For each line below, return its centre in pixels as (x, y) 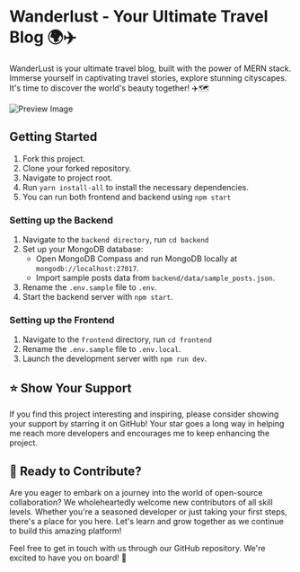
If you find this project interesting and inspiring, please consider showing (144, 414)
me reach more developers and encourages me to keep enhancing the (140, 434)
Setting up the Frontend (62, 320)
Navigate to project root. (67, 178)
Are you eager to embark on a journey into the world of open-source (136, 492)
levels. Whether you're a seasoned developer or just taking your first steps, (148, 511)
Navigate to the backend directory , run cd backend (115, 240)
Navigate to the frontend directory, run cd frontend (117, 339)
